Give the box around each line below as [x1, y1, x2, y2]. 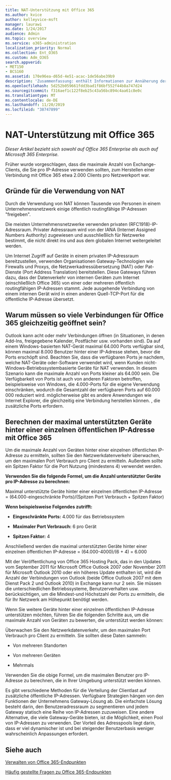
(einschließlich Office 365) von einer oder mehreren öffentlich [5, 280, 135, 286]
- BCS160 [5, 69, 24, 74]
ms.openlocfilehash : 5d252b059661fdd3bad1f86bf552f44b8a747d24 [5, 83, 142, 88]
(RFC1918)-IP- [128, 221, 158, 227]
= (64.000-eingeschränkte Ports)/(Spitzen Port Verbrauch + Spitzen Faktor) [5, 494, 164, 500]
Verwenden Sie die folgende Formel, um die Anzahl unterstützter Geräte [5, 473, 161, 480]
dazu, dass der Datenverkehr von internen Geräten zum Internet [5, 274, 139, 281]
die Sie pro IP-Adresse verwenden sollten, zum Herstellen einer [22, 166, 155, 172]
